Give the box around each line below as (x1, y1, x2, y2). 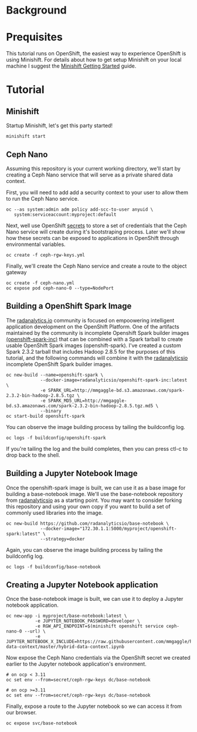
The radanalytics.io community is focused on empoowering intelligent (6, 317, 175, 324)
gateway (6, 268, 27, 275)
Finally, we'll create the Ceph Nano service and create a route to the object (6, 262, 187, 269)
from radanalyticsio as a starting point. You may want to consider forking (6, 497, 182, 504)
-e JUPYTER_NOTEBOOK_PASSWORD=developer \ (35, 618, 141, 624)
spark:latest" (6, 531, 41, 537)
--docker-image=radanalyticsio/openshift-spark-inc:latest (40, 377, 188, 383)
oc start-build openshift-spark (6, 413, 85, 419)
